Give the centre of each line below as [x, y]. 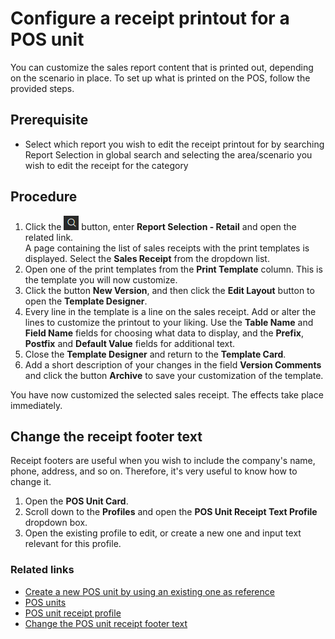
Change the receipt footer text [106, 436]
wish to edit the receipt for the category [106, 165]
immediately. [36, 405]
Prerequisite [49, 120]
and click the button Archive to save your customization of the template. [174, 375]
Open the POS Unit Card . [76, 501]
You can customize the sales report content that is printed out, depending [162, 67]
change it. [31, 482]
